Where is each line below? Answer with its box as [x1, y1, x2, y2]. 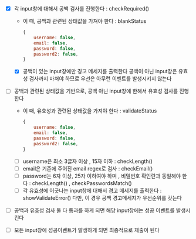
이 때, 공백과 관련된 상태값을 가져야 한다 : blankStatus [22, 18, 147, 25]
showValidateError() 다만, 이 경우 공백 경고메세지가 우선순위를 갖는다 [22, 194, 183, 201]
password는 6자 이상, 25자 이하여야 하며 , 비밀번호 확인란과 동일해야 [22, 172, 181, 179]
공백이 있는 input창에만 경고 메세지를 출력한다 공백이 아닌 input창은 [22, 68, 177, 75]
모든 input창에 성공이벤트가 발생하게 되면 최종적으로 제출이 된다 [13, 227, 160, 233]
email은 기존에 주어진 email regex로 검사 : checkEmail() [22, 165, 153, 172]
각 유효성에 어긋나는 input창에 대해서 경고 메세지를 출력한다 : [22, 187, 162, 194]
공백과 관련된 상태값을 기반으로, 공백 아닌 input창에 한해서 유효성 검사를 [13, 87, 178, 95]
